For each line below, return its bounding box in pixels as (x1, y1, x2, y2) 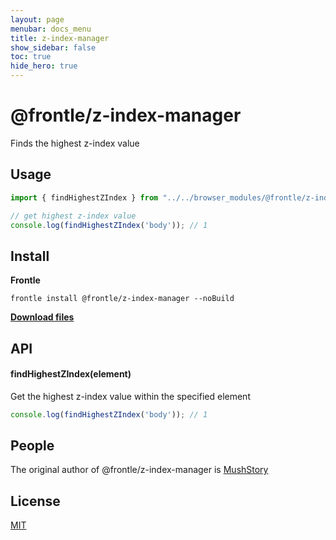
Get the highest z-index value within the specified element (10, 390, 251, 402)
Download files (10, 311, 75, 323)
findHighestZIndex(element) (10, 368, 132, 380)
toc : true (10, 52, 52, 62)
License (10, 492, 61, 510)
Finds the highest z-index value (10, 137, 140, 149)
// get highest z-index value (10, 211, 137, 221)
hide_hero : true (10, 61, 78, 71)
